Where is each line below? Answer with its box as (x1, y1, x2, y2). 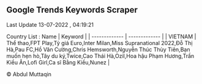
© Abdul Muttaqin (6, 70, 52, 78)
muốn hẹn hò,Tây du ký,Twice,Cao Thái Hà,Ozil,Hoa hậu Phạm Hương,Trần (6, 52, 195, 60)
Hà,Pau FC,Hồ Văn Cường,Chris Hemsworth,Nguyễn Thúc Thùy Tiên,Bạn (6, 46, 190, 53)
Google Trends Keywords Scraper (6, 5, 138, 15)
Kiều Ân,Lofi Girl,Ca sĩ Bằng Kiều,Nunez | (6, 58, 110, 66)
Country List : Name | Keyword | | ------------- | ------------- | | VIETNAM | (6, 33, 196, 40)
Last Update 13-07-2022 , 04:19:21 (6, 21, 94, 28)
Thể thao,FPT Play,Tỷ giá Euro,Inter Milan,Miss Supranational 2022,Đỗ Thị (6, 39, 193, 46)
